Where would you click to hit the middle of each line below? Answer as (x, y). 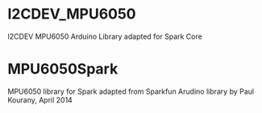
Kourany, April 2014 (40, 100)
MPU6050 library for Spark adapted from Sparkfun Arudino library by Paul (131, 91)
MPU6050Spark (63, 69)
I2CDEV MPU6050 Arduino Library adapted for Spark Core (105, 36)
